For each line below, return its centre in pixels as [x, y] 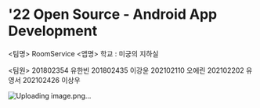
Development [53, 31]
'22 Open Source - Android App [113, 14]
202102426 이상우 [51, 80]
